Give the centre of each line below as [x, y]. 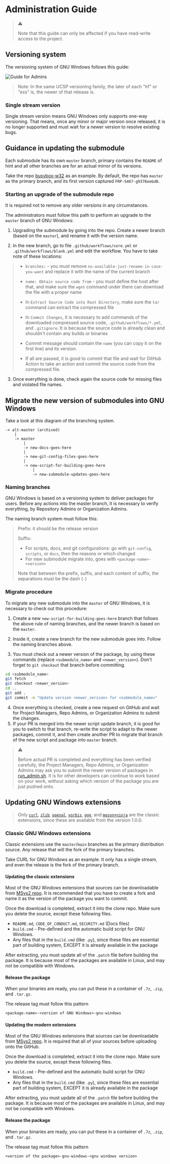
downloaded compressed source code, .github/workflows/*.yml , [94, 323]
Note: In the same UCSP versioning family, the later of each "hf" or [87, 86]
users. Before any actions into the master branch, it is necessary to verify [82, 504]
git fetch [16, 679]
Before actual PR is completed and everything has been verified [84, 759]
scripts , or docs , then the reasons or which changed [80, 554]
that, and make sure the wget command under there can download [94, 287]
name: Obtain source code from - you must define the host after [92, 281]
